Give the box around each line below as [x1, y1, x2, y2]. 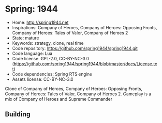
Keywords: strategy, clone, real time [12, 40, 84, 46]
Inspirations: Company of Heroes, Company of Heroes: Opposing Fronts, [12, 24, 157, 30]
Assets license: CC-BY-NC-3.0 [12, 76, 74, 82]
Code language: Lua [12, 50, 53, 56]
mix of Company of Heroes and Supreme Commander [5, 96, 113, 102]
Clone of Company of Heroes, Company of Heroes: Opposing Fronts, [5, 86, 143, 91]
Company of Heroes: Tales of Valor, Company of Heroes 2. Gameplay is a [5, 91, 151, 97]
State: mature [12, 35, 40, 41]
